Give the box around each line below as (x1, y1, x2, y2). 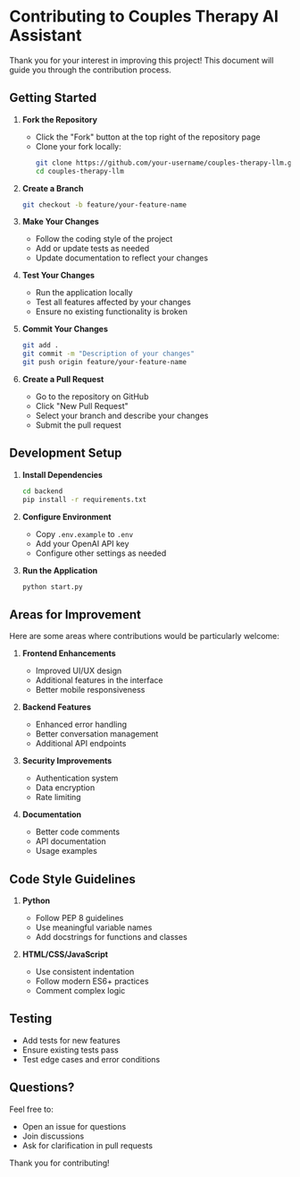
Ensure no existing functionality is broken (35, 306, 187, 317)
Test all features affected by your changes (35, 297, 192, 308)
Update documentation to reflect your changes (35, 252, 208, 263)
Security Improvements (21, 755, 112, 766)
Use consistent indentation (35, 967, 135, 977)
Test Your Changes (21, 270, 96, 281)
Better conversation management (35, 729, 159, 739)
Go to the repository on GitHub (35, 391, 149, 402)
